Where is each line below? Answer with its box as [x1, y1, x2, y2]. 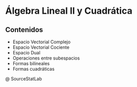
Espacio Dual [12, 50, 41, 55]
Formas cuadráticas [12, 66, 55, 72]
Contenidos [5, 25, 43, 34]
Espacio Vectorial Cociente [12, 44, 70, 50]
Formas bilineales [12, 61, 50, 66]
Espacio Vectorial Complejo [12, 39, 71, 45]
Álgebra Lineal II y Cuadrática [5, 5, 132, 17]
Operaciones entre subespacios [12, 55, 80, 61]
